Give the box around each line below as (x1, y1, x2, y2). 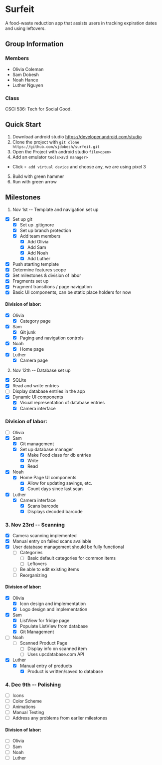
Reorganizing (19, 572, 47, 578)
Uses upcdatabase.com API (27, 651, 85, 658)
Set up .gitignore (19, 221, 54, 228)
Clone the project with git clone (12, 139, 80, 145)
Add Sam (27, 244, 46, 250)
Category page (19, 318, 51, 324)
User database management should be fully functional (12, 544, 124, 550)
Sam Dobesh (12, 71, 39, 77)
